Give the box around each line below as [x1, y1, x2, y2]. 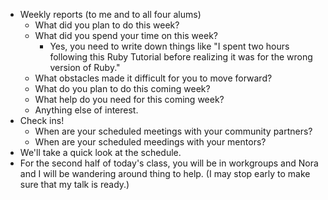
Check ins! [19, 115, 65, 126]
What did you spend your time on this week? [34, 30, 218, 41]
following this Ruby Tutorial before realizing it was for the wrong [49, 51, 313, 63]
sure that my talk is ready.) [19, 179, 130, 190]
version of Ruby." [49, 62, 121, 73]
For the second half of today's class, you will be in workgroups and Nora [19, 157, 319, 169]
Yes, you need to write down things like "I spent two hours [49, 40, 290, 52]
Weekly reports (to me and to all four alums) [19, 9, 202, 20]
